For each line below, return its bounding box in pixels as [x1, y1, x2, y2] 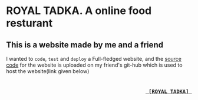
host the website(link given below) [6, 68, 90, 74]
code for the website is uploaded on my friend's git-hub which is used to [6, 61, 183, 68]
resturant [6, 16, 53, 30]
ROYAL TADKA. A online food [6, 4, 152, 18]
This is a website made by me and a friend [6, 40, 164, 50]
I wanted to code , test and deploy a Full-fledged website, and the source [6, 56, 181, 62]
